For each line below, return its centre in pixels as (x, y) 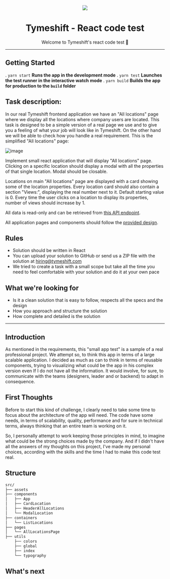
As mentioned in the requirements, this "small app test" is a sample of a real (84, 349)
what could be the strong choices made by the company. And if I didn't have (85, 441)
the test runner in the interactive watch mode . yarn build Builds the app (83, 80)
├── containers (21, 518)
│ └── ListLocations (29, 522)
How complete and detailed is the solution (56, 316)
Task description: (33, 102)
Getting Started (30, 63)
